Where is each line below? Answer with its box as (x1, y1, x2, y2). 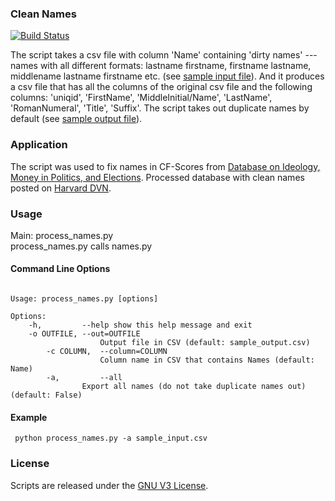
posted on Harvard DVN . (10, 182, 112, 194)
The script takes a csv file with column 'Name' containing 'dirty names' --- (10, 49, 318, 61)
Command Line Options (10, 263, 111, 275)
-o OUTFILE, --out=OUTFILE (28, 329, 141, 339)
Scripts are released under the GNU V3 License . (10, 479, 209, 491)
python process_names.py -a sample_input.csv (14, 433, 208, 444)
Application (10, 138, 68, 152)
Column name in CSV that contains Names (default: (99, 355, 315, 366)
